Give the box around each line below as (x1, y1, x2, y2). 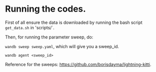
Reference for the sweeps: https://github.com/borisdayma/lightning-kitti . (5, 61, 152, 67)
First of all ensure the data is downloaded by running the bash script (5, 19, 143, 25)
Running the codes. (5, 3, 87, 15)
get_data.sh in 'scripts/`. (5, 24, 55, 30)
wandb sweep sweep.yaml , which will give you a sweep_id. (5, 43, 119, 49)
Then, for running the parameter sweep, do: (5, 34, 93, 40)
